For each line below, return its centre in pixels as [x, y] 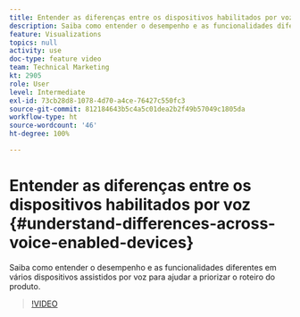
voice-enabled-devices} [102, 243]
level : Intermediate [48, 92]
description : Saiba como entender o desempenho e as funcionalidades [142, 26]
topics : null [33, 42]
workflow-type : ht [43, 117]
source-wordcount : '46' [54, 126]
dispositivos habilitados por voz [130, 205]
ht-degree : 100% [39, 134]
